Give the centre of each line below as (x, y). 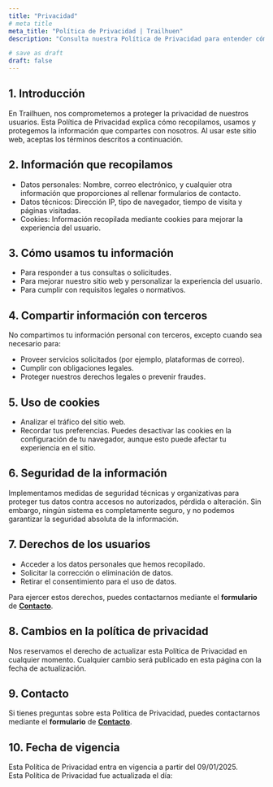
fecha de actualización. (48, 668)
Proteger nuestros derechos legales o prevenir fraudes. (113, 377)
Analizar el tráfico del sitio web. (73, 422)
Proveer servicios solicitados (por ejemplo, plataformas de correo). (132, 359)
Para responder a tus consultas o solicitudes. (96, 272)
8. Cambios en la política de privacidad (108, 631)
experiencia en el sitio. (58, 448)
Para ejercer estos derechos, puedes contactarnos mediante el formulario (133, 597)
